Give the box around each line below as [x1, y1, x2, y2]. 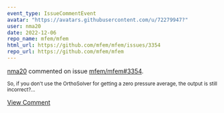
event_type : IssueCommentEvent [7, 10, 97, 17]
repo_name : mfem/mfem [7, 36, 69, 42]
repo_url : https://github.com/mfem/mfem [7, 49, 125, 55]
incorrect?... [7, 86, 36, 93]
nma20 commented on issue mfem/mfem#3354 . [7, 66, 144, 75]
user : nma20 [7, 23, 41, 29]
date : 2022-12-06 [7, 29, 57, 36]
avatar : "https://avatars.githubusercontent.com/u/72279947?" [7, 16, 188, 23]
